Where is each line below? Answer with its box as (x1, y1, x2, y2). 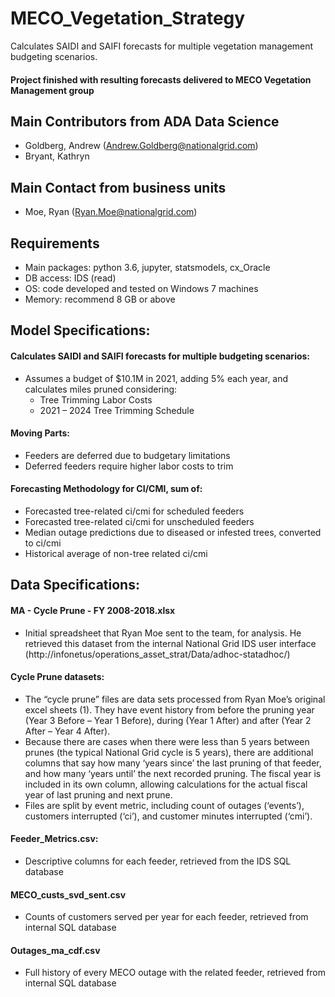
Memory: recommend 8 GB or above (24, 293, 176, 305)
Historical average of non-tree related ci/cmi (24, 547, 208, 559)
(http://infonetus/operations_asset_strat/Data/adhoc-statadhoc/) (24, 648, 291, 660)
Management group (10, 84, 95, 96)
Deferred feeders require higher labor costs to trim (24, 460, 234, 472)
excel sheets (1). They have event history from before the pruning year (24, 703, 315, 716)
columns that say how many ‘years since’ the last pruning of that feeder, (24, 757, 322, 769)
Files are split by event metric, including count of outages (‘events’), (24, 799, 305, 811)
